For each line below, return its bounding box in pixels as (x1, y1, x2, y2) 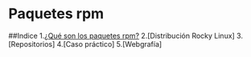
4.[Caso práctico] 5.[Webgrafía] (56, 39, 163, 48)
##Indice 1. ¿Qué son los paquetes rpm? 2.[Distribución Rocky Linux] (8, 31, 235, 40)
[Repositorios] (8, 39, 56, 48)
